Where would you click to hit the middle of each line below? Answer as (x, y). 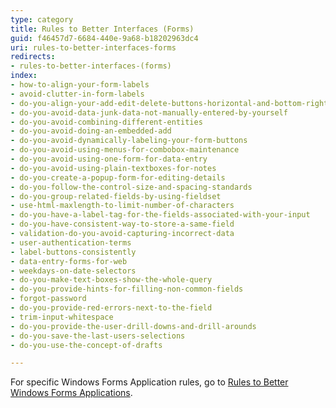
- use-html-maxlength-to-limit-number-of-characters (122, 206)
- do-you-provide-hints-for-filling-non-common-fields (127, 289)
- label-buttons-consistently (73, 252)
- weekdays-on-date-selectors (73, 271)
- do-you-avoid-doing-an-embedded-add (91, 131)
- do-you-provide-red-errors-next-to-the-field (111, 308)
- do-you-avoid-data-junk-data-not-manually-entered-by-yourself (149, 112)
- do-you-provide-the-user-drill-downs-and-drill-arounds (133, 326)
